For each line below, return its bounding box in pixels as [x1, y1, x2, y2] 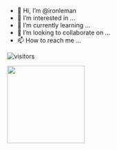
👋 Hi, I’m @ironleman [17, 7, 77, 14]
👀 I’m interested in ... [17, 14, 76, 22]
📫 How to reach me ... [17, 36, 81, 44]
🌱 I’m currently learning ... [17, 21, 91, 29]
